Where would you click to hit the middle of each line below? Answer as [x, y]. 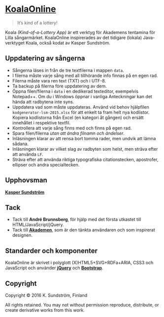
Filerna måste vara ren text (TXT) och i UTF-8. [59, 80]
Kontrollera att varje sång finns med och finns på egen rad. [72, 128]
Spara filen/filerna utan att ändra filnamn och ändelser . [68, 133]
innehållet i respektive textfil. [41, 122]
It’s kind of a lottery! [37, 23]
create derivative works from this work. [45, 310]
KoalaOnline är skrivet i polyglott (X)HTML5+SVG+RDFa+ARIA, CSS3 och [79, 263]
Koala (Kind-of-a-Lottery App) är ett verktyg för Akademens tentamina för [80, 32]
